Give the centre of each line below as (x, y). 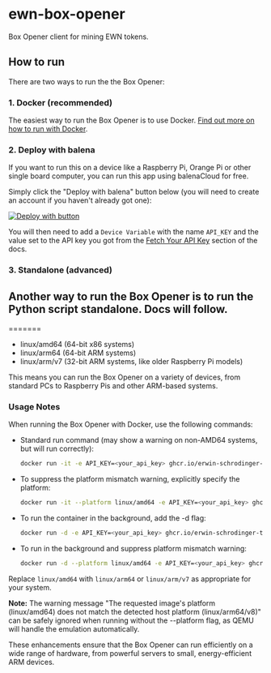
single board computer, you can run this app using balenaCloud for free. (129, 176)
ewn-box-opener (67, 14)
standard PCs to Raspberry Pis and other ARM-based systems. (113, 386)
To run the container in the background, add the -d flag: (113, 518)
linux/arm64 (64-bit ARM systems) (78, 353)
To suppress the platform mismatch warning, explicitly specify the (130, 479)
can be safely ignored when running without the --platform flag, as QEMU (131, 620)
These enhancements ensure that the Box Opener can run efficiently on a (131, 645)
